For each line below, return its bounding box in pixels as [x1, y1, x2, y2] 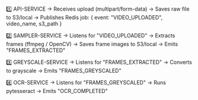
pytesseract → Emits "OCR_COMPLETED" [6, 88, 108, 94]
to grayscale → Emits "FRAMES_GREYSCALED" [6, 67, 122, 74]
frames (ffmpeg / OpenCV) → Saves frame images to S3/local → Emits [6, 41, 178, 47]
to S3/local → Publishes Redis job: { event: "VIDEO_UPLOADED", [6, 14, 163, 21]
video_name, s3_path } [6, 20, 62, 27]
